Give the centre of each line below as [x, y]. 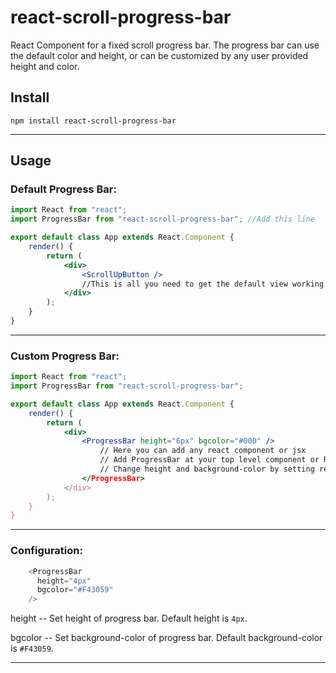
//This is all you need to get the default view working [203, 284]
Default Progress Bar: [63, 189]
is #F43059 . [32, 648]
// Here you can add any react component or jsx [203, 451]
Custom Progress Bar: [65, 356]
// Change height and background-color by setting [207, 469]
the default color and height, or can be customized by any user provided [159, 55]
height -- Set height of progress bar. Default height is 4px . [129, 618]
